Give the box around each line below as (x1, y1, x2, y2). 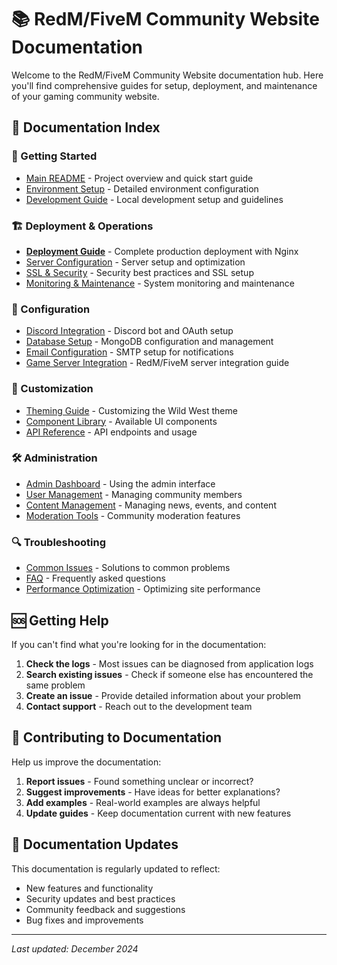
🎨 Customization (11, 382, 94, 396)
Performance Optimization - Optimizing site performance (25, 583, 261, 595)
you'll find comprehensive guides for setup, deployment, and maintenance (11, 79, 318, 91)
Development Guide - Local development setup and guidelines (25, 193, 284, 205)
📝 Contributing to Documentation (11, 729, 223, 746)
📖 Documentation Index (11, 119, 161, 136)
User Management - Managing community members (25, 488, 243, 500)
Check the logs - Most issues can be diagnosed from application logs (25, 657, 314, 670)
